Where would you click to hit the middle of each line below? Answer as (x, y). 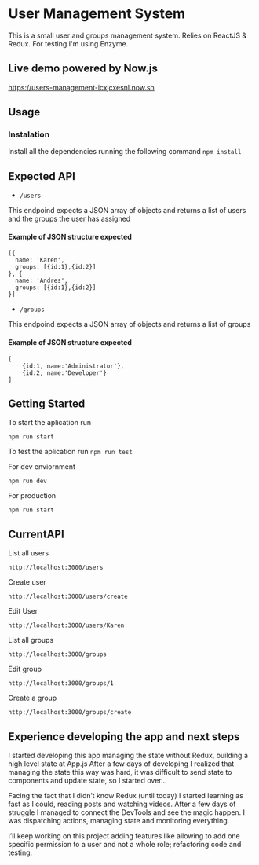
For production (32, 496)
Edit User (23, 611)
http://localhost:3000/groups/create (70, 713)
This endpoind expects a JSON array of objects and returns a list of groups (129, 324)
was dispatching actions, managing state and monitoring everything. (119, 821)
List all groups (31, 640)
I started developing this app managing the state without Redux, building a (128, 756)
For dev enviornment (42, 467)
